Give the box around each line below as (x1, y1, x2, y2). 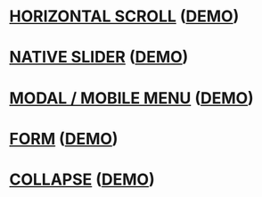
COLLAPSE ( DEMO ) (9, 169, 155, 189)
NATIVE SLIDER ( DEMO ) (9, 47, 189, 68)
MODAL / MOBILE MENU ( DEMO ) (9, 87, 254, 108)
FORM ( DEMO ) (9, 128, 119, 149)
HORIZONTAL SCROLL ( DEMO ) (9, 6, 240, 27)
